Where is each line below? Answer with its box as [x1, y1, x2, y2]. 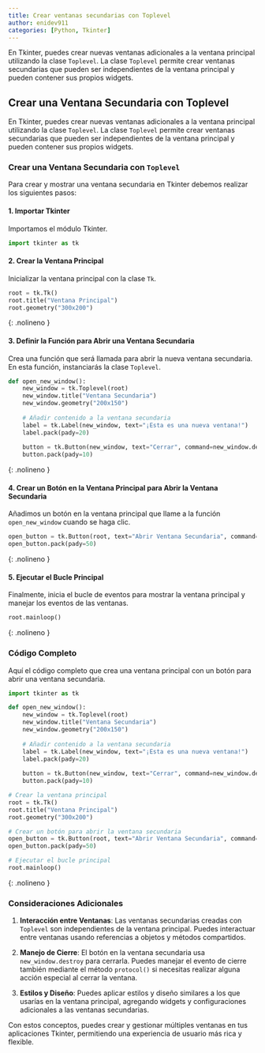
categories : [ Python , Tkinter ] [8, 26, 111, 34]
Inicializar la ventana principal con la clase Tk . [8, 273, 156, 283]
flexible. [8, 1037, 34, 1047]
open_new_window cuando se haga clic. [8, 517, 131, 527]
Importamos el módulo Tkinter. [8, 224, 108, 233]
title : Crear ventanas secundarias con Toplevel [8, 11, 171, 20]
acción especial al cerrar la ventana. [19, 973, 138, 983]
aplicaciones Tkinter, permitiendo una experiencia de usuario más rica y [8, 1029, 242, 1039]
